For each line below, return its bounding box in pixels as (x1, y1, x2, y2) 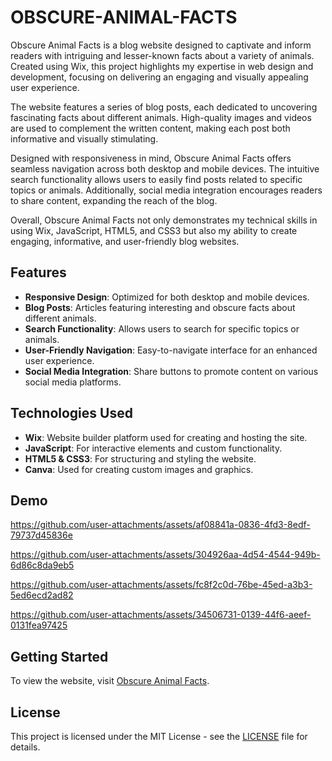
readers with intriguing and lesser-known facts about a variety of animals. (10, 49, 315, 61)
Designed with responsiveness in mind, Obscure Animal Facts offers (10, 152, 292, 164)
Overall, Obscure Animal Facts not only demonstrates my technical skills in (10, 214, 318, 226)
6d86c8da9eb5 (10, 559, 75, 571)
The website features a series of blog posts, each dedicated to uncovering (10, 101, 318, 113)
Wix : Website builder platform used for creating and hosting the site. (24, 431, 308, 443)
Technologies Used (10, 405, 133, 422)
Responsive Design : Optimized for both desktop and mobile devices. (24, 291, 310, 303)
